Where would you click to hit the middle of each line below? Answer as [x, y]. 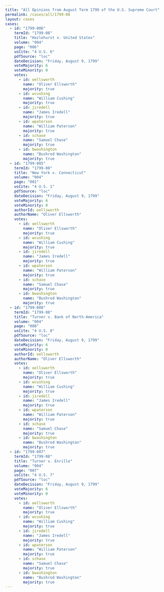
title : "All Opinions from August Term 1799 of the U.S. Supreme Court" [82, 10]
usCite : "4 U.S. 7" [34, 475]
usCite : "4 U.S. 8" [34, 331]
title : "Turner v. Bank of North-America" [59, 317]
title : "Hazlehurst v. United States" [54, 38]
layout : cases [20, 19]
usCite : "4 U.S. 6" [34, 52]
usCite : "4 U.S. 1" [34, 187]
